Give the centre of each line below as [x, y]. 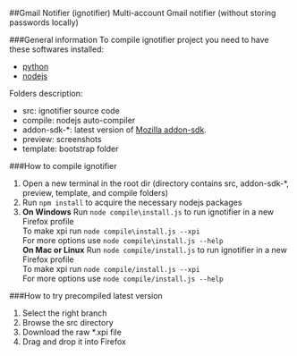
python [35, 67]
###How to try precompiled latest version [86, 296]
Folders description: [46, 93]
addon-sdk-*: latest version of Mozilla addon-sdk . [115, 130]
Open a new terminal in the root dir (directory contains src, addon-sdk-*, [155, 183]
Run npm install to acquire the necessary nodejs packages [132, 202]
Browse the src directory [68, 322]
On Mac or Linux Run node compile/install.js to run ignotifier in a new [155, 250]
